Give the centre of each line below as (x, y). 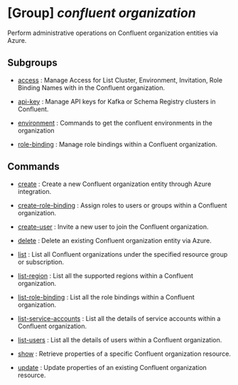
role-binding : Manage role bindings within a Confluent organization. (118, 144)
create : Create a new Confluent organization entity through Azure (114, 184)
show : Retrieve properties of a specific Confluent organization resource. (124, 354)
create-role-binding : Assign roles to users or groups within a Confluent (122, 205)
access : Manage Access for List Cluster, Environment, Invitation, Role (120, 80)
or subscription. (41, 262)
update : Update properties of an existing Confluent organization (112, 367)
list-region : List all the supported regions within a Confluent (106, 275)
